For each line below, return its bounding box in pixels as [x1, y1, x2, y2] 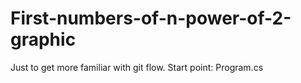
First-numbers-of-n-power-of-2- [10, 7, 292, 30]
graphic [10, 28, 77, 51]
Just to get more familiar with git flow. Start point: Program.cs [10, 61, 264, 73]
